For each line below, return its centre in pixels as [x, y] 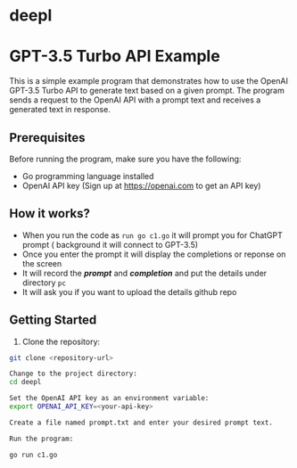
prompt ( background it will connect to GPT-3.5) [110, 244]
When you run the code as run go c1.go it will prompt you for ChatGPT [153, 235]
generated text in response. [60, 110]
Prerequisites [47, 138]
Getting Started [53, 320]
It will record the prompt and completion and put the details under [144, 273]
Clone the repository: [61, 341]
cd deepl [25, 382]
